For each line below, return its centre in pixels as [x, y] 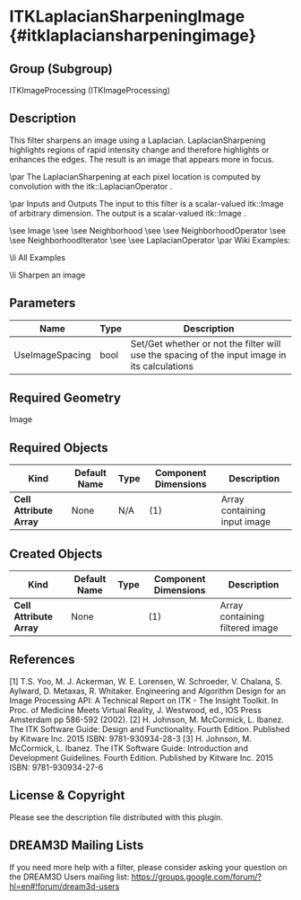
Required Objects [59, 448]
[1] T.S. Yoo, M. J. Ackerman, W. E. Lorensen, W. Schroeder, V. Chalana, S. [146, 681]
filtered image [249, 628]
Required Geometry [65, 398]
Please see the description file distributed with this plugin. [116, 817]
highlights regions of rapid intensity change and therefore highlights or [140, 149]
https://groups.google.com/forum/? [197, 877]
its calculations [162, 366]
